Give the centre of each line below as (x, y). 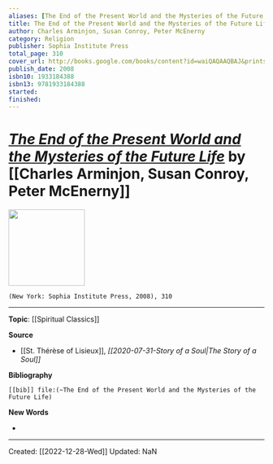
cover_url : (27, 62)
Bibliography (30, 375)
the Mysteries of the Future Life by (127, 157)
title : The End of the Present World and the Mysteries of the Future (130, 24)
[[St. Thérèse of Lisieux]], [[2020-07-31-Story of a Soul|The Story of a (139, 351)
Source (21, 335)
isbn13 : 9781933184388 (47, 84)
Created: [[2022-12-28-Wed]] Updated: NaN (83, 452)
